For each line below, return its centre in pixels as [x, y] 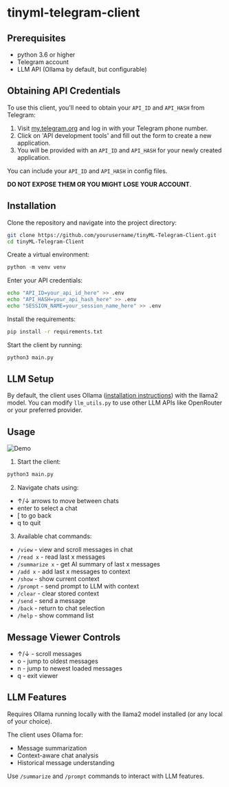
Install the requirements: [41, 319]
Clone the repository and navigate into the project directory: [92, 223]
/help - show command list [55, 615]
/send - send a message [51, 601]
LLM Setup [31, 379]
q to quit [29, 523]
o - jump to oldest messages [57, 661]
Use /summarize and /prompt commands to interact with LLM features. [106, 776]
